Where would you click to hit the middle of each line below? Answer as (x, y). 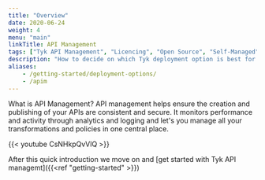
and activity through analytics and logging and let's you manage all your (125, 120)
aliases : (22, 67)
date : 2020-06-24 (37, 23)
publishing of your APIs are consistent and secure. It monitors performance (131, 112)
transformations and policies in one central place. (89, 129)
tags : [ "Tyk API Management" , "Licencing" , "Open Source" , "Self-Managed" (134, 52)
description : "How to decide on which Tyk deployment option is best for (132, 60)
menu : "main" (30, 37)
